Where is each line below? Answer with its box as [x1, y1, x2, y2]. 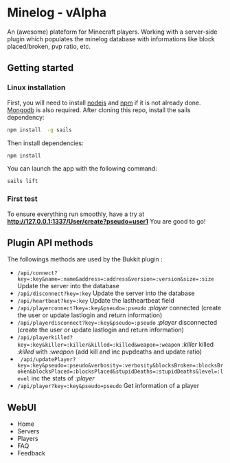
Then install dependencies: [7, 139, 84, 147]
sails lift [7, 177, 38, 185]
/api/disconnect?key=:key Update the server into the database [16, 289, 195, 297]
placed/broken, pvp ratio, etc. [7, 42, 91, 50]
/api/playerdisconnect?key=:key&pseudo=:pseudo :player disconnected [16, 319, 218, 327]
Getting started [7, 62, 74, 74]
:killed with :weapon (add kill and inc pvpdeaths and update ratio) [16, 347, 203, 356]
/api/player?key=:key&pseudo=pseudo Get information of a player [16, 382, 200, 390]
